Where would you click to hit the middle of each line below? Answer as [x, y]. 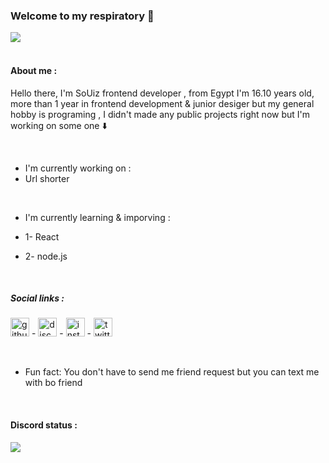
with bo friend [53, 383]
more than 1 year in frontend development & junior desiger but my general [162, 103]
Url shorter [47, 178]
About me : [34, 70]
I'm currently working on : [78, 168]
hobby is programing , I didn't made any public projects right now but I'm [160, 114]
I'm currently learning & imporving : [97, 217]
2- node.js [46, 256]
